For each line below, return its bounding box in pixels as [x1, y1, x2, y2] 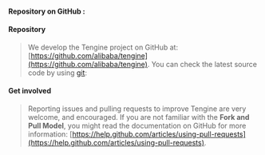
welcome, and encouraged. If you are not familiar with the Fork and [27, 113, 250, 121]
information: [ [27, 129, 73, 139]
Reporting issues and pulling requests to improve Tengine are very [27, 104, 247, 113]
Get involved [8, 86, 52, 96]
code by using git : [27, 68, 88, 77]
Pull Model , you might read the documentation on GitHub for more [27, 121, 247, 130]
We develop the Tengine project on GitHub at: [27, 42, 178, 52]
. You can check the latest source [147, 59, 258, 69]
